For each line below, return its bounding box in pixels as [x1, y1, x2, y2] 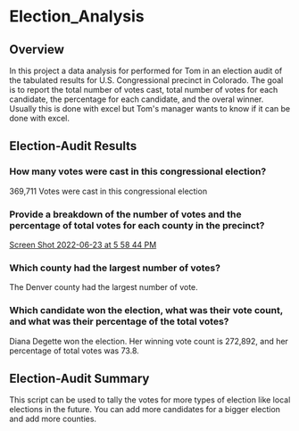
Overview [9, 42, 65, 57]
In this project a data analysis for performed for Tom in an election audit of [9, 65, 283, 76]
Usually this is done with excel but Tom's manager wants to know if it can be [9, 104, 291, 113]
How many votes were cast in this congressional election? [9, 165, 267, 178]
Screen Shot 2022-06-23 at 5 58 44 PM [9, 239, 157, 250]
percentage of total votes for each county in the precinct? [9, 219, 265, 231]
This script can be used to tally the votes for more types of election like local [9, 394, 291, 405]
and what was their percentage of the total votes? [9, 315, 229, 327]
